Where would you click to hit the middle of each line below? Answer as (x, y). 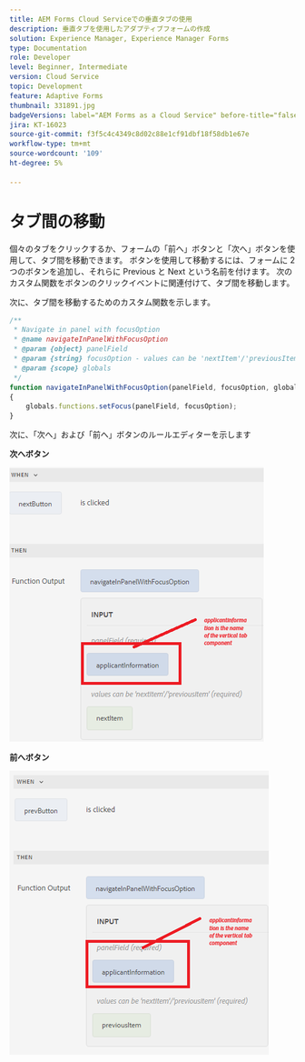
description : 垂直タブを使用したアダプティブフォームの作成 (110, 29)
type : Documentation (49, 48)
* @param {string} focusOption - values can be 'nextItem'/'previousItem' (157, 359)
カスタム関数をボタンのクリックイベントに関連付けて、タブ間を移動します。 (152, 283)
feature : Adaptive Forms (56, 95)
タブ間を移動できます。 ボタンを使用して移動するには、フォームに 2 (168, 260)
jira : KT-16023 (38, 125)
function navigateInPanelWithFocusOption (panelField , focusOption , (140, 387)
